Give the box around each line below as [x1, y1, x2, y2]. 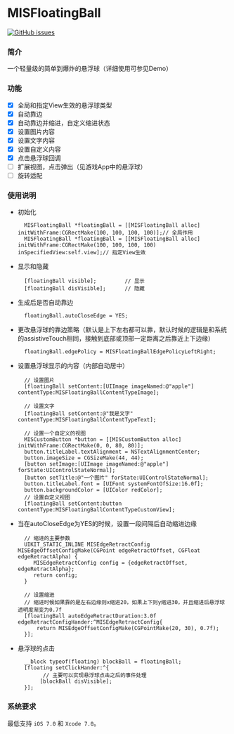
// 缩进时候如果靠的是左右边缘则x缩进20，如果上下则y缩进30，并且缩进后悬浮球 [24, 599, 225, 606]
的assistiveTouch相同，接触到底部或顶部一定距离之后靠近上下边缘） [17, 334, 214, 343]
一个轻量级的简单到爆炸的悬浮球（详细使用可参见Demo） [7, 65, 172, 73]
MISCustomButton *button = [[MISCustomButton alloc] [24, 436, 182, 443]
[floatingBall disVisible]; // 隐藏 [24, 285, 145, 292]
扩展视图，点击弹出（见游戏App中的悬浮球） [17, 162, 147, 171]
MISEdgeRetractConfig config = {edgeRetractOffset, [33, 560, 188, 567]
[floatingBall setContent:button [24, 500, 122, 507]
